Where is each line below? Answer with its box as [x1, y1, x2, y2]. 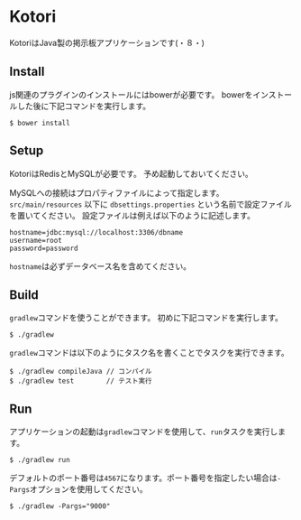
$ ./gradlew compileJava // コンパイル [9, 367, 152, 376]
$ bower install [9, 118, 70, 127]
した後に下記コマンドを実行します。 [16, 100, 151, 111]
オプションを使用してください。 [29, 484, 148, 495]
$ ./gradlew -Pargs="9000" [9, 502, 111, 511]
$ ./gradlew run [9, 456, 70, 465]
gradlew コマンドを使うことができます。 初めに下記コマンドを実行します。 [9, 312, 284, 323]
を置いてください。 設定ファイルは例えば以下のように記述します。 [9, 209, 255, 220]
